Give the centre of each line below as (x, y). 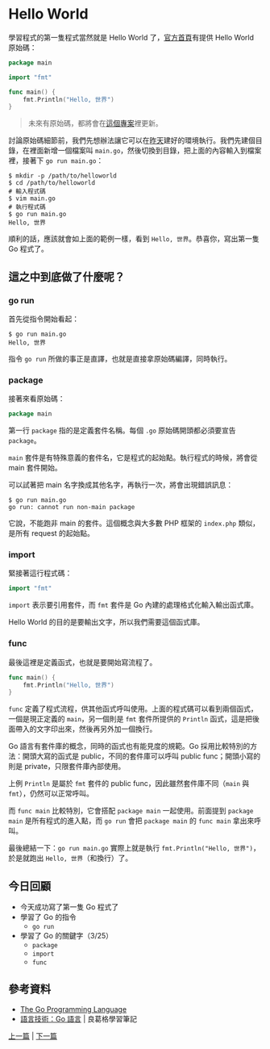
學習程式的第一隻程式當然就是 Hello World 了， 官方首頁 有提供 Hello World (131, 37)
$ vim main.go (32, 199)
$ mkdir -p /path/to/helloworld (62, 176)
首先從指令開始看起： (44, 319)
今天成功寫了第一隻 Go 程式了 (69, 907)
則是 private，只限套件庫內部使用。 (67, 767)
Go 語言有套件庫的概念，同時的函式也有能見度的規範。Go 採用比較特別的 (129, 746)
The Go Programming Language (73, 1009)
